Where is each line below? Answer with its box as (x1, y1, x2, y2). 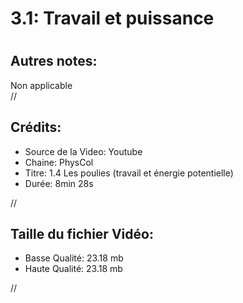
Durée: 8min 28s (24, 177, 94, 189)
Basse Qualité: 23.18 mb (24, 252, 124, 264)
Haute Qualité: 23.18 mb (24, 263, 123, 275)
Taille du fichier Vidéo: (10, 226, 154, 242)
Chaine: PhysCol (24, 156, 94, 168)
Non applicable (10, 79, 73, 91)
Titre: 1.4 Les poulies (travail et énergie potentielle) (24, 167, 234, 179)
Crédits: (10, 119, 62, 136)
